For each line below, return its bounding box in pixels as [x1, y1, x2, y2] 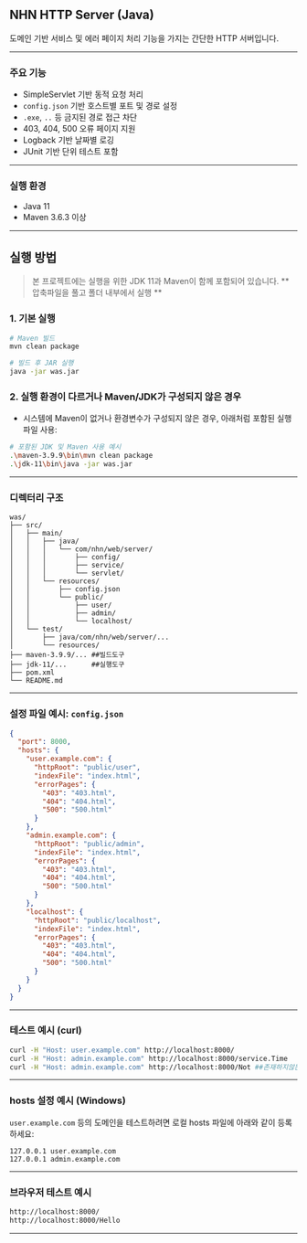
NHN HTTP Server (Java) [9, 7, 154, 23]
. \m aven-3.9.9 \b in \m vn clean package [9, 452, 153, 461]
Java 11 [22, 201, 50, 212]
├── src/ [9, 521, 43, 530]
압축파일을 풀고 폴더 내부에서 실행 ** [31, 287, 163, 298]
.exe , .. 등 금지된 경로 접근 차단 [22, 112, 138, 122]
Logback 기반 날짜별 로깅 [22, 134, 114, 145]
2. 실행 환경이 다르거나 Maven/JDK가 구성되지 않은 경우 [9, 390, 242, 403]
